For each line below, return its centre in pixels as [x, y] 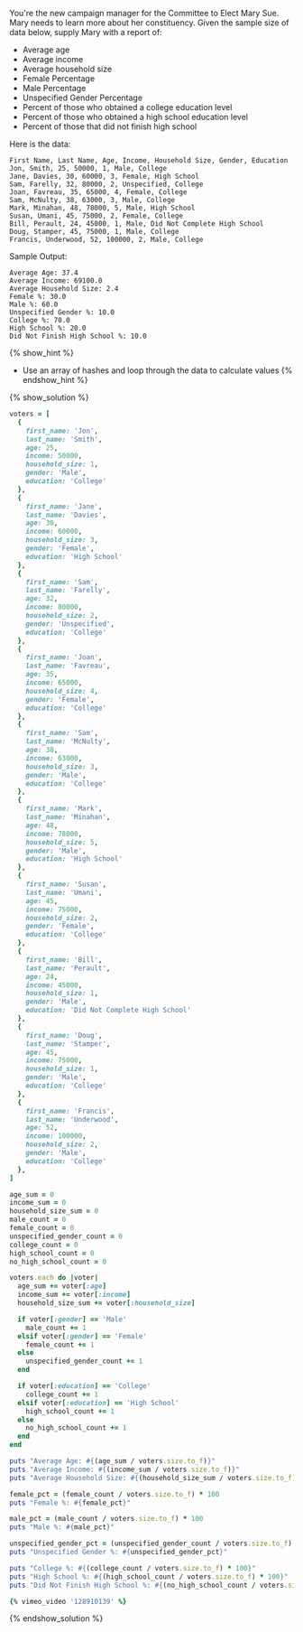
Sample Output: [38, 256]
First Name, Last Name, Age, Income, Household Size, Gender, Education [149, 161]
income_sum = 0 [38, 1203]
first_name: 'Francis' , [70, 1111]
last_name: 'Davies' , [66, 515]
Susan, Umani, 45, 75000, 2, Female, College [96, 216]
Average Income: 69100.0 [56, 281]
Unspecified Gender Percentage [82, 98]
